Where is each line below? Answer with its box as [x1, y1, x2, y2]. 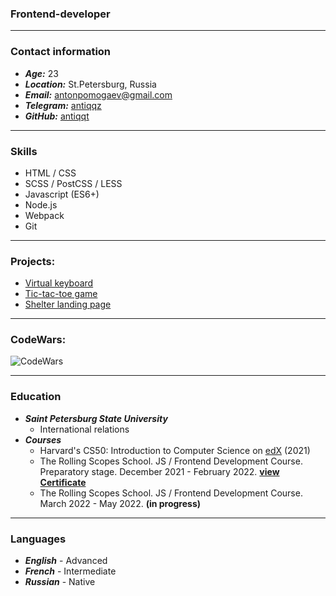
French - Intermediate [24, 565, 117, 577]
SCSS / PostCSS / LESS [24, 177, 123, 189]
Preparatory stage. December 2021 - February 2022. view [39, 465, 280, 477]
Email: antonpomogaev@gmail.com [24, 88, 173, 101]
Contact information [10, 45, 112, 59]
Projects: [10, 254, 56, 268]
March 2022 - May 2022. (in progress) [39, 497, 202, 509]
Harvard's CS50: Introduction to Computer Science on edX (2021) [39, 444, 311, 456]
